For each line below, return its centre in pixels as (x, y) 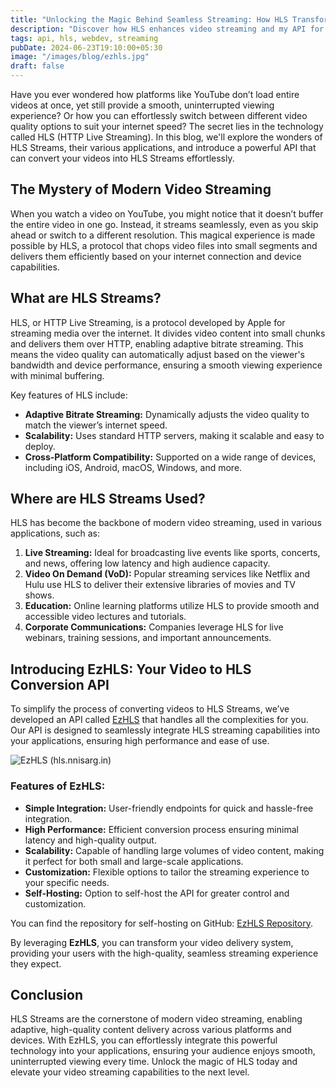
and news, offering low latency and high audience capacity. (147, 563)
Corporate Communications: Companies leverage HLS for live (154, 627)
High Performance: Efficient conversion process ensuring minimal (161, 829)
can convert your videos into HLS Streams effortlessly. (122, 158)
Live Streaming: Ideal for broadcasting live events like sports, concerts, (172, 553)
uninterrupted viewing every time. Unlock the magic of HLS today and (154, 1062)
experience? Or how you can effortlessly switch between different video (159, 115)
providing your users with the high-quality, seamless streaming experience (164, 953)
